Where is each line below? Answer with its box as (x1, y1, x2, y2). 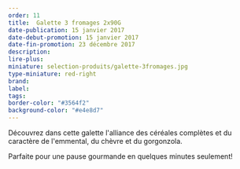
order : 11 (8, 11, 41, 20)
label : (8, 84, 30, 93)
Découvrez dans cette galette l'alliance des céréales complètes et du (8, 128, 232, 138)
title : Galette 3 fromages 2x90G (8, 19, 122, 27)
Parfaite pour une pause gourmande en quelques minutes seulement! (8, 152, 234, 161)
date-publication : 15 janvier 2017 (8, 26, 125, 34)
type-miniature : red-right (8, 70, 97, 78)
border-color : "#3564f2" (8, 99, 90, 107)
